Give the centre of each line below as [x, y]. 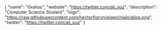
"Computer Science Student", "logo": [43, 12]
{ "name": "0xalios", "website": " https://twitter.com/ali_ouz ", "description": [81, 7]
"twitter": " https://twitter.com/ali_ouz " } [45, 22]
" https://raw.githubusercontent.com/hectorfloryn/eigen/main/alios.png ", [79, 17]
